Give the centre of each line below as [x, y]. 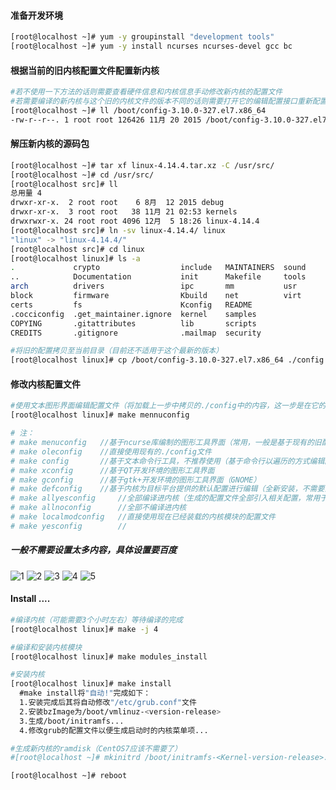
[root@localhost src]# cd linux [77, 249]
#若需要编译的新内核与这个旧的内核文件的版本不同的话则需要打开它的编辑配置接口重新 [161, 101]
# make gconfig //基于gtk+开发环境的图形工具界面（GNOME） [136, 480]
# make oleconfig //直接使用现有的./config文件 [111, 451]
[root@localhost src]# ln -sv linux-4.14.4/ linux [118, 230]
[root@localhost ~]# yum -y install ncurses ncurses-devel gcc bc [151, 46]
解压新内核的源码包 [50, 144]
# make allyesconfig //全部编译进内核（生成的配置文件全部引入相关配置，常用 [165, 498]
